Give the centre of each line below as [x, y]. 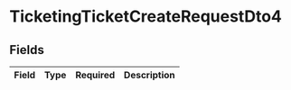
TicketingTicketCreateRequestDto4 [145, 17]
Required [95, 75]
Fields [27, 50]
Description [150, 75]
